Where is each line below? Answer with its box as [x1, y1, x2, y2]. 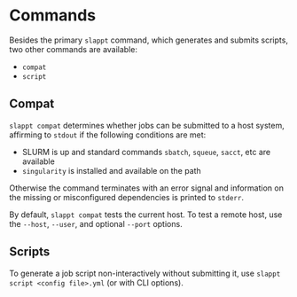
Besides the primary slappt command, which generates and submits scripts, [9, 35, 288, 45]
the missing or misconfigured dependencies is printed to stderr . [9, 191, 244, 202]
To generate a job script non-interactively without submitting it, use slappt [9, 268, 281, 278]
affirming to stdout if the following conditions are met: [9, 129, 207, 140]
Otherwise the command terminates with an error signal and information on [9, 183, 284, 193]
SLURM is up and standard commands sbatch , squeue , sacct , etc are [21, 146, 271, 157]
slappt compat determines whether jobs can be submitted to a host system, [9, 120, 285, 130]
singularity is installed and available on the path [21, 165, 201, 176]
